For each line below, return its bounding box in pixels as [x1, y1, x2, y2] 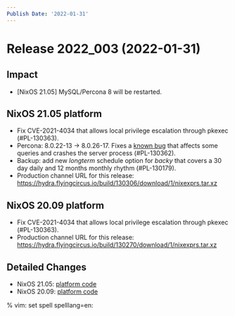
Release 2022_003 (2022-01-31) [6, 40, 201, 56]
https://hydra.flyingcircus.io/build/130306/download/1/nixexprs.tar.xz [16, 179, 217, 188]
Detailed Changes [6, 261, 87, 273]
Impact [6, 68, 38, 81]
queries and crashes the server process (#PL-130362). [16, 149, 177, 157]
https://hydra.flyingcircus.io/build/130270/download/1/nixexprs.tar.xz [16, 241, 217, 249]
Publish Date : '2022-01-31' [6, 10, 89, 18]
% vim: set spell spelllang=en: [6, 301, 94, 310]
